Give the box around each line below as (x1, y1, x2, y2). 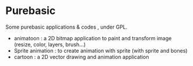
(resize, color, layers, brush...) (13, 41, 86, 48)
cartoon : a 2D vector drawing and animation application (13, 53, 149, 60)
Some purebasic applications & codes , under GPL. (5, 23, 128, 30)
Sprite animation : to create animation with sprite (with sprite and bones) (13, 47, 188, 54)
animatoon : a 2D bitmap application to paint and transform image (13, 34, 172, 41)
